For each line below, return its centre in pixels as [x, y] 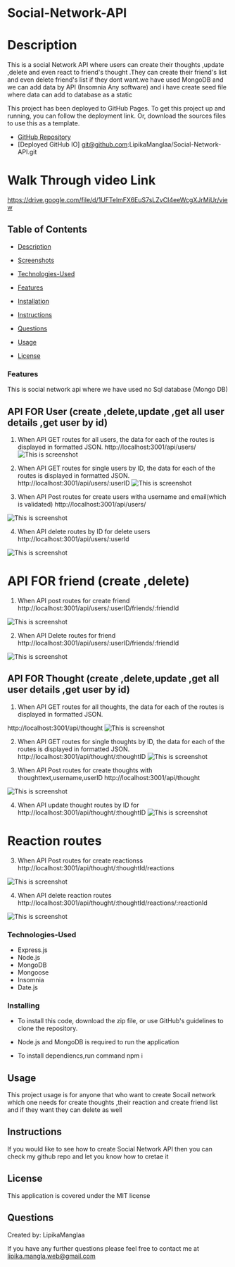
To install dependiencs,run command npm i [80, 1056]
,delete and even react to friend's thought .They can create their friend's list [117, 73]
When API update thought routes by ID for [78, 805]
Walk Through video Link [82, 180]
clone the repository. [47, 1028]
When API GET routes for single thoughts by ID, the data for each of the [121, 741]
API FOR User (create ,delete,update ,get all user [116, 411]
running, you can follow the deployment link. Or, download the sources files [117, 116]
